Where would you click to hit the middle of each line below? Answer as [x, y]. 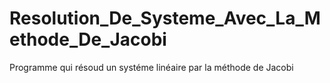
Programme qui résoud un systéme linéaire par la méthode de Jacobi [151, 67]
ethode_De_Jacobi [88, 39]
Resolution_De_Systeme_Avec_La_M [165, 18]
